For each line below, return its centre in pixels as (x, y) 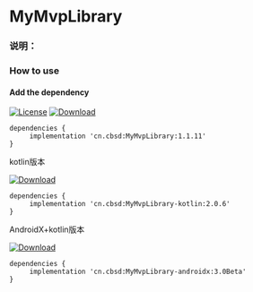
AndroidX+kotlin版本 (47, 229)
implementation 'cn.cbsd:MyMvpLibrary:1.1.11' (118, 136)
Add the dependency (49, 92)
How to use (35, 71)
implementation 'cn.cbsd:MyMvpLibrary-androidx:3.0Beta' (138, 272)
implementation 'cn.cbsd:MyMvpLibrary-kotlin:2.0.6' (130, 204)
